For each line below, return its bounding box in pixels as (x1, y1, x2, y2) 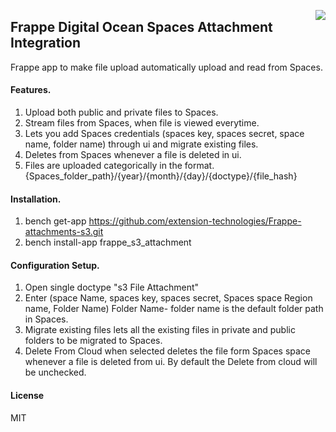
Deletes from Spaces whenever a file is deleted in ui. (24, 149, 242, 161)
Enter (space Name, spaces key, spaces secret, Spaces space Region (24, 292, 313, 304)
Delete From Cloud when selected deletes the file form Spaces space (24, 345, 312, 357)
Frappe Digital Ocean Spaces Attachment (10, 19, 273, 36)
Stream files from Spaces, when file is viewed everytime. (24, 117, 260, 129)
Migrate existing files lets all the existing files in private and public (24, 324, 296, 336)
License (10, 390, 45, 402)
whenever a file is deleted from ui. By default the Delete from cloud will (24, 356, 318, 368)
